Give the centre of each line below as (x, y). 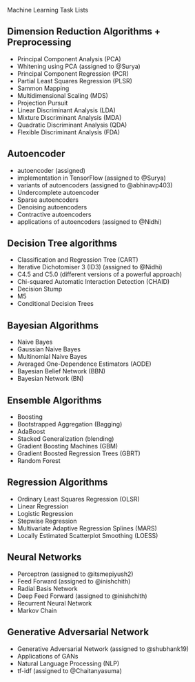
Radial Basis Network (47, 588)
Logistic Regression (45, 513)
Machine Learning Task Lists (48, 10)
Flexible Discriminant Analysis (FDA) (69, 132)
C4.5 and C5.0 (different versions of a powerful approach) (100, 274)
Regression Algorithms (58, 483)
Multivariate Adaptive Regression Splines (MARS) (87, 528)
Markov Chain (37, 610)
